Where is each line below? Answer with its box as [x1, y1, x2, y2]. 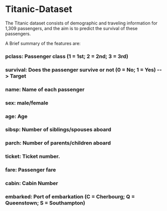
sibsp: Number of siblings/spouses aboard [5, 126, 111, 133]
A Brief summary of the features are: [5, 40, 81, 46]
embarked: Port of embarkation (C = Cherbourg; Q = [5, 193, 135, 200]
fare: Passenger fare [5, 166, 56, 173]
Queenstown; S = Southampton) [5, 199, 85, 206]
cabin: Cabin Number [5, 180, 59, 187]
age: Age [5, 112, 28, 119]
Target [10, 72, 27, 79]
